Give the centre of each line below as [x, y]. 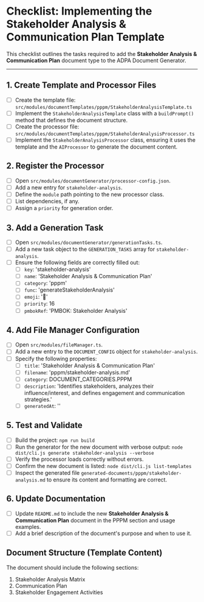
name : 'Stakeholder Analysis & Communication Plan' [88, 276]
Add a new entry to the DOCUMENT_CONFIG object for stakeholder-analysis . [106, 352]
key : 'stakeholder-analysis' [57, 270]
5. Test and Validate [45, 425]
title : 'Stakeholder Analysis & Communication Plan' [90, 365]
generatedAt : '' [42, 405]
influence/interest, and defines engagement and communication [104, 393]
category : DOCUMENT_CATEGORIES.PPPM [78, 379]
